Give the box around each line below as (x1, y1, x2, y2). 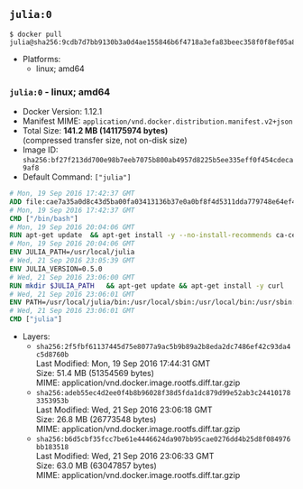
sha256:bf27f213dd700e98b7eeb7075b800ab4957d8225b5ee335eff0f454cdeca (22, 156, 294, 165)
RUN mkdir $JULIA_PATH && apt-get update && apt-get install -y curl (9, 281, 284, 291)
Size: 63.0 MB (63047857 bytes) (35, 460, 158, 471)
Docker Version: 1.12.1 (22, 106, 103, 117)
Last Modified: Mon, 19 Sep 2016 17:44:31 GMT (35, 358, 211, 369)
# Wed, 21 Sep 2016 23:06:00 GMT (9, 272, 135, 281)
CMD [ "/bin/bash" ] (9, 214, 78, 223)
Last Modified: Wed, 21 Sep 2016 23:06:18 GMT (35, 404, 214, 415)
